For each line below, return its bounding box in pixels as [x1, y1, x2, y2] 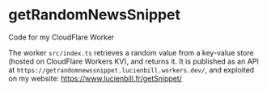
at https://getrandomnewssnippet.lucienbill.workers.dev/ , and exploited [8, 64, 255, 74]
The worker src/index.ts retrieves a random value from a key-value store [8, 48, 254, 57]
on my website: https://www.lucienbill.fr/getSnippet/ [8, 73, 182, 83]
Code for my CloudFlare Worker [8, 32, 115, 42]
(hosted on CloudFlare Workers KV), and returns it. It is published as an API [8, 56, 259, 66]
